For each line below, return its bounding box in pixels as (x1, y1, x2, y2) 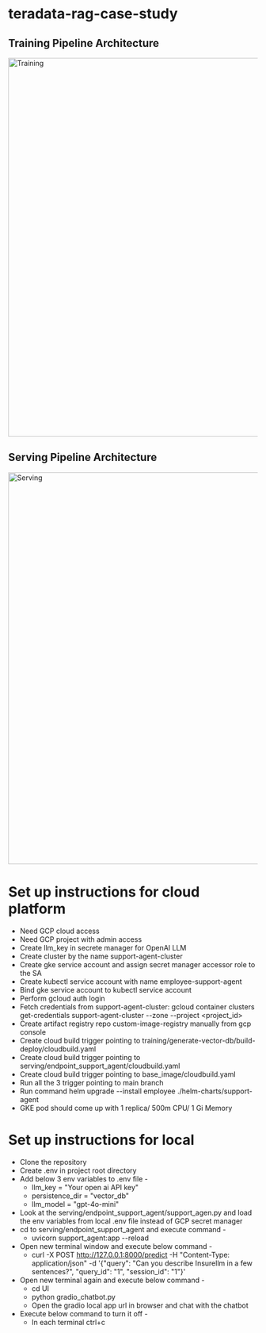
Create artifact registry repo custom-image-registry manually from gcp (19, 1019, 252, 1028)
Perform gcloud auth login (19, 993, 105, 1003)
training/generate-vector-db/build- (142, 1035, 256, 1045)
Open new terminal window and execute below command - (19, 1241, 212, 1250)
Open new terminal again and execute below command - (19, 1275, 205, 1285)
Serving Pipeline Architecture (8, 451, 158, 464)
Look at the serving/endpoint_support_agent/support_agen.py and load (19, 1208, 253, 1217)
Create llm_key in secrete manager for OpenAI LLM (19, 943, 187, 952)
